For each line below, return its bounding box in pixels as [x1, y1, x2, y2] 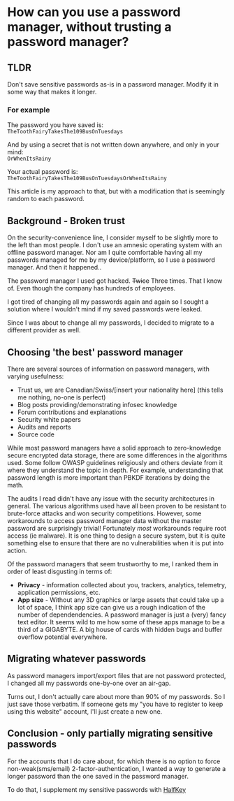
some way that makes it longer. [7, 88, 97, 96]
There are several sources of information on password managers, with [7, 365, 210, 373]
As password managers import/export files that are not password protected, [7, 671, 226, 679]
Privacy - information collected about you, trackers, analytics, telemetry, [17, 580, 227, 589]
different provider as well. [7, 326, 81, 335]
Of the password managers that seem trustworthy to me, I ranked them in [7, 559, 219, 568]
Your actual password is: [7, 168, 78, 176]
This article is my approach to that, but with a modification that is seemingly [7, 187, 226, 196]
